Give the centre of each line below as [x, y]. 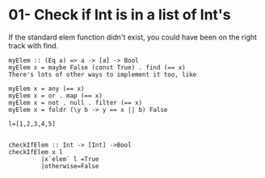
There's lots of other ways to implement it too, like [103, 74]
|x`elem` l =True [70, 159]
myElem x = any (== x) [46, 89]
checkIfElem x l [36, 152]
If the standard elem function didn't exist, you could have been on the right [132, 37]
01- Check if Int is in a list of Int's [120, 15]
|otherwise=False [70, 166]
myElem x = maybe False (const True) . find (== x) [97, 67]
